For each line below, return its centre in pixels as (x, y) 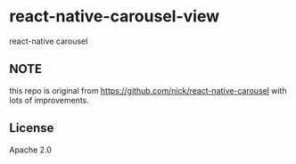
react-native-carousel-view (115, 16)
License (32, 128)
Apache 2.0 (30, 150)
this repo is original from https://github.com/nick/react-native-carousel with (148, 90)
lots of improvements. (49, 100)
